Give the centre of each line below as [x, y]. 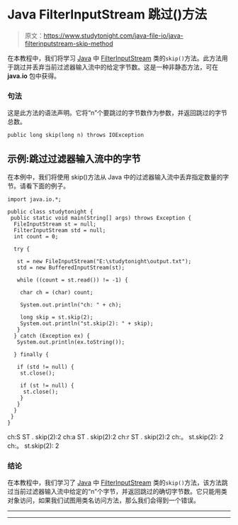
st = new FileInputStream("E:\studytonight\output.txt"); [104, 262]
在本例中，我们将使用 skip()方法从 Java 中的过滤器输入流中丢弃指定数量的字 [118, 177]
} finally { [32, 355]
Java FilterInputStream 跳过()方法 [107, 15]
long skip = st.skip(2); [57, 317]
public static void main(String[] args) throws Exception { [101, 218]
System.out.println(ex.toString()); [71, 342]
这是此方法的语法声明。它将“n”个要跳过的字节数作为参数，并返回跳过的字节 [118, 113]
